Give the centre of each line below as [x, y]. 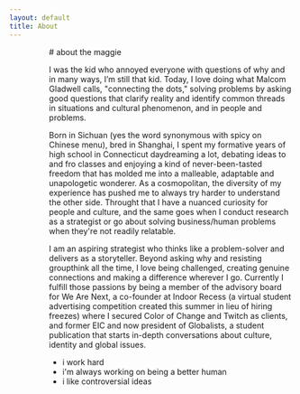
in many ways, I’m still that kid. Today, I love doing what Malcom [168, 79]
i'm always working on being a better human [145, 371]
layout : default [40, 18]
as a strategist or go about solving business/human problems [163, 221]
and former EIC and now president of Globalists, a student [157, 325]
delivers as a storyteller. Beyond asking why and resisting [156, 258]
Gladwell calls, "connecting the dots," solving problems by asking [170, 89]
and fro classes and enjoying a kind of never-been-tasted [156, 164]
